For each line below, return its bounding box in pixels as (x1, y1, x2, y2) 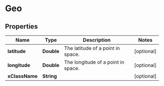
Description (82, 37, 111, 43)
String (42, 73, 57, 79)
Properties (5, 22, 38, 31)
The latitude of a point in (64, 45, 120, 52)
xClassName (7, 73, 38, 79)
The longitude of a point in (64, 59, 124, 66)
